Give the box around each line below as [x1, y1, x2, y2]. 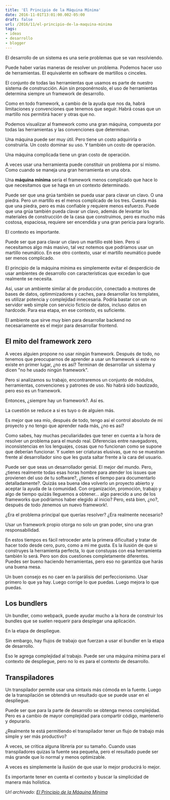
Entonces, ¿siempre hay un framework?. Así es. [5, 397, 105, 404]
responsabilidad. [5, 527, 40, 533]
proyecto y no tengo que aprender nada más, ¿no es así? [5, 422, 124, 428]
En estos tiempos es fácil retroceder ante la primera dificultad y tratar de [5, 536, 157, 542]
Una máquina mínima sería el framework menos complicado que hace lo [5, 177, 158, 183]
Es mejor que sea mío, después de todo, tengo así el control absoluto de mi [5, 417, 163, 423]
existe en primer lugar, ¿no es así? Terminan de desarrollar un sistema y [5, 361, 155, 367]
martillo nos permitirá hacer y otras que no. [5, 111, 96, 117]
